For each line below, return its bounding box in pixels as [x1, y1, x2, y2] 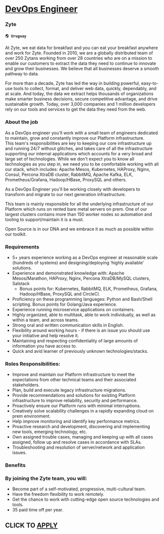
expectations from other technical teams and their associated [12, 377, 136, 383]
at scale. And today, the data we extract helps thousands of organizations [5, 91, 154, 97]
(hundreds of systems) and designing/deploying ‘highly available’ [12, 260, 144, 266]
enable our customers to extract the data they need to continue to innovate [5, 60, 157, 67]
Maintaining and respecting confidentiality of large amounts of [12, 338, 138, 343]
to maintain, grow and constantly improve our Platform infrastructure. [5, 135, 145, 141]
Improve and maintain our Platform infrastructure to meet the [12, 371, 135, 378]
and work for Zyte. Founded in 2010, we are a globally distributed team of [5, 50, 153, 56]
